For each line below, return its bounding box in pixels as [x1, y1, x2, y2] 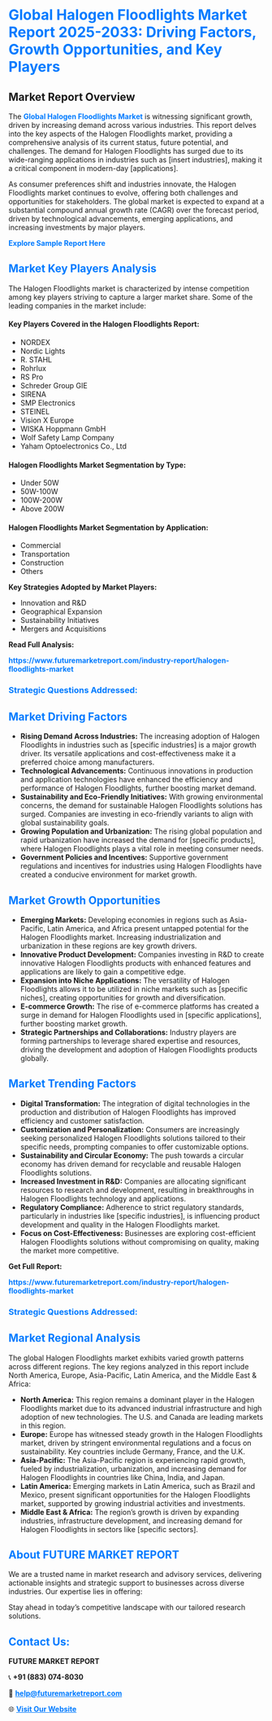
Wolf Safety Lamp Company [19, 433, 115, 443]
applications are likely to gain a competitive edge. [19, 966, 187, 976]
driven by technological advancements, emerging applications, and [8, 214, 234, 223]
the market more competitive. [19, 1246, 119, 1255]
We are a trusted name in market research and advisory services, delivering [8, 1570, 262, 1579]
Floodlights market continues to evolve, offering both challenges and [8, 188, 239, 197]
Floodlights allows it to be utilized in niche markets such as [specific [19, 983, 248, 994]
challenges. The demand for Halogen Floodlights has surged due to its [8, 147, 244, 155]
